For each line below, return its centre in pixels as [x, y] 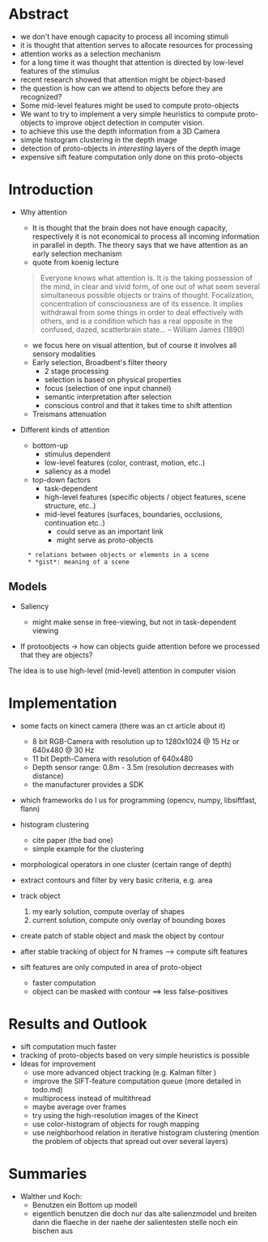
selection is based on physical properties [113, 379]
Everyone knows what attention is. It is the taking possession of [147, 278]
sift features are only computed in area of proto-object [111, 967]
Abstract [38, 14]
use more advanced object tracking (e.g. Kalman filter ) [124, 1072]
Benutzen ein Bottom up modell [85, 1205]
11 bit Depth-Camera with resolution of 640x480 [113, 759]
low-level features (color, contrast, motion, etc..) [125, 462]
